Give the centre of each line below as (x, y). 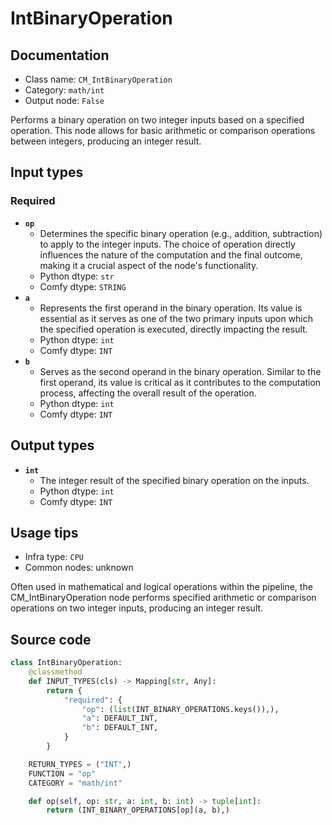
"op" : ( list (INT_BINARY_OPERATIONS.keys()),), (180, 709)
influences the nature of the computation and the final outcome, (171, 254)
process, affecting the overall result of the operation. (148, 393)
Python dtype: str (77, 276)
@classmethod (55, 672)
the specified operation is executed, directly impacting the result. (173, 329)
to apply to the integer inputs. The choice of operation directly (167, 244)
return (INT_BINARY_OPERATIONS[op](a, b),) (138, 810)
